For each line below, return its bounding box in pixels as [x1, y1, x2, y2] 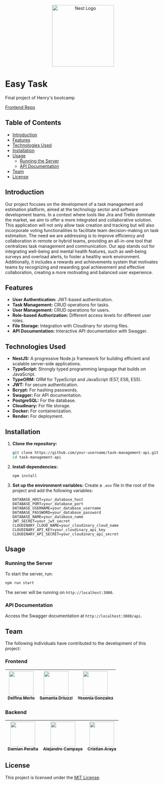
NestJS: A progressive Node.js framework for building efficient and [12, 355, 150, 361]
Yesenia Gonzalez [77, 695, 114, 701]
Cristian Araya [87, 746, 117, 751]
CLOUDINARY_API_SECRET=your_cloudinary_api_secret [12, 531, 119, 537]
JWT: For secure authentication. [12, 382, 79, 388]
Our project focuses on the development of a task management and [5, 201, 143, 207]
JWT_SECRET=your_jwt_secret [12, 518, 70, 523]
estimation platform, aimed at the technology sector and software [5, 206, 138, 212]
